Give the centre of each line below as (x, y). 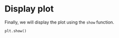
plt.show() (16, 31)
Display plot (29, 9)
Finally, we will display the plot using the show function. (59, 22)
